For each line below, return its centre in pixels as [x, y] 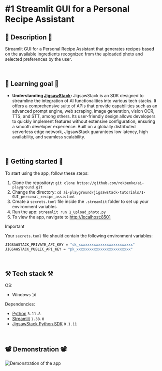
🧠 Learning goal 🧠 [32, 84]
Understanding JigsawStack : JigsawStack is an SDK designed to [78, 95]
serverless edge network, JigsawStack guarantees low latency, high [80, 132]
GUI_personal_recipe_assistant [44, 197]
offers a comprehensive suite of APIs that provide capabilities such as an [85, 106]
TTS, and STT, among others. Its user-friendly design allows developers [84, 116]
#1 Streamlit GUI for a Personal [67, 9]
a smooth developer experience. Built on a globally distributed [74, 126]
